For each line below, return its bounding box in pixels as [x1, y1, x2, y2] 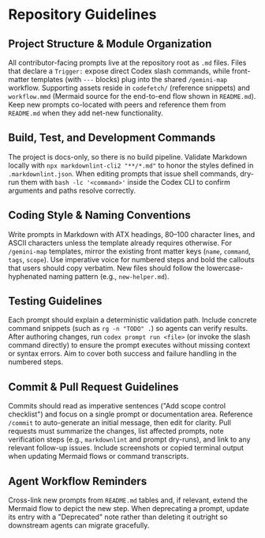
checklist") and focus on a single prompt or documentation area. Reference [8, 409, 253, 419]
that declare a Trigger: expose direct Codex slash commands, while [8, 66, 230, 76]
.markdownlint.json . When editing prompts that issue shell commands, [8, 168, 239, 179]
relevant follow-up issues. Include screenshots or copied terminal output [8, 443, 244, 453]
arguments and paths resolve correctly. [8, 186, 136, 195]
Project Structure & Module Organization [8, 37, 212, 51]
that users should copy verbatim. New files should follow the [8, 263, 205, 273]
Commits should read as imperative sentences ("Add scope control [8, 401, 226, 411]
